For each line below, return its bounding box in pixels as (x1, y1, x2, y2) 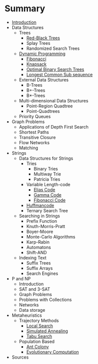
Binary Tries (33, 165, 58, 171)
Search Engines (26, 270, 58, 276)
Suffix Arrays (26, 265, 53, 271)
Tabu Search (26, 333, 52, 339)
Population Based (19, 338, 55, 344)
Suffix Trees (26, 260, 51, 266)
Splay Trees (26, 40, 50, 46)
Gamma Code (33, 192, 62, 198)
